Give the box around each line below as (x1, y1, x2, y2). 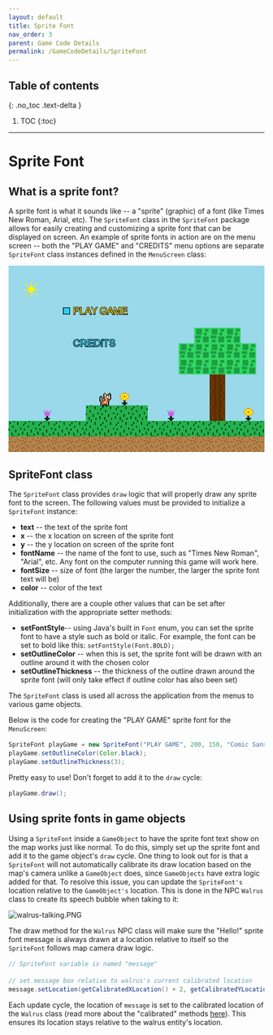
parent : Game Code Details (8, 39, 100, 47)
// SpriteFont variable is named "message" (8, 959, 158, 968)
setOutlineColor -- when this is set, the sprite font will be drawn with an (19, 649, 262, 659)
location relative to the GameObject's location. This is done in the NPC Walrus (8, 885, 264, 895)
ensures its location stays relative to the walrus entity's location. (8, 1018, 223, 1028)
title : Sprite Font (8, 21, 75, 30)
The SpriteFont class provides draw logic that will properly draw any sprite (8, 489, 258, 499)
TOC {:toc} (19, 116, 57, 125)
